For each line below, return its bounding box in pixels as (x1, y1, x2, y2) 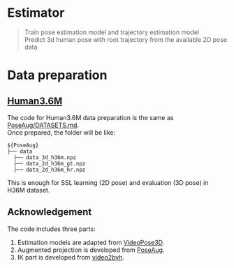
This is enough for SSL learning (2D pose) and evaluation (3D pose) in (7, 178, 209, 186)
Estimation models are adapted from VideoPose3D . (17, 238, 165, 246)
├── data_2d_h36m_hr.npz (13, 166, 86, 173)
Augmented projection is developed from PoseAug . (17, 246, 165, 254)
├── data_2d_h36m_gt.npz (13, 160, 86, 167)
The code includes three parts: (7, 225, 96, 233)
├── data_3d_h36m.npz (13, 154, 77, 161)
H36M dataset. (7, 186, 50, 194)
